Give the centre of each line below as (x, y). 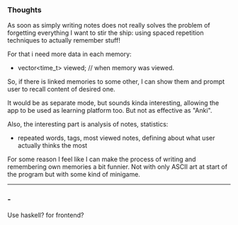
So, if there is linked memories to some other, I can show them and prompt (116, 82)
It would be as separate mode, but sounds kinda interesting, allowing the (113, 103)
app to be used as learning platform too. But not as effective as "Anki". (110, 111)
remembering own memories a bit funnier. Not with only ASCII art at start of (118, 167)
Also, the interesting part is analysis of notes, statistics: (88, 124)
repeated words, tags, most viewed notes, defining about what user (116, 138)
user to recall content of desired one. (61, 89)
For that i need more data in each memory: (70, 54)
